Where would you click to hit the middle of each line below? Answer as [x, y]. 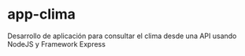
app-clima [42, 14]
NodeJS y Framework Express [56, 44]
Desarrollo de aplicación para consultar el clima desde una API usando [122, 36]
